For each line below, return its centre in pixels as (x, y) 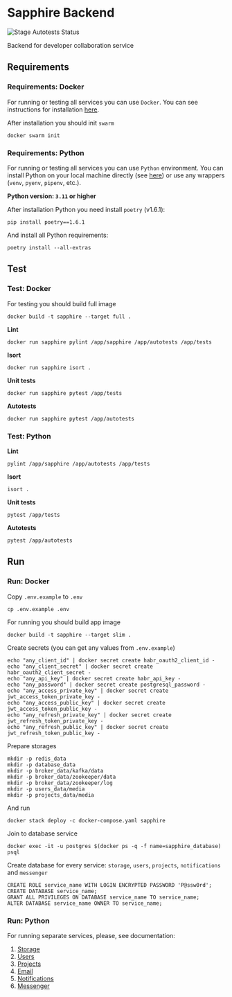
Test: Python (29, 436)
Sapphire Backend (61, 13)
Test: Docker (29, 289)
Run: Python (28, 921)
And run (19, 808)
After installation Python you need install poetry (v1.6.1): (86, 209)
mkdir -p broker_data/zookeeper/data (62, 777)
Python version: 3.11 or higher (52, 196)
